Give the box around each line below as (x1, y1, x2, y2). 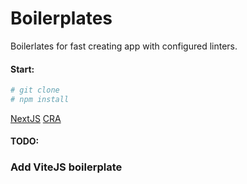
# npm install (10, 95, 70, 105)
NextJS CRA (10, 112, 62, 124)
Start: (10, 63, 35, 75)
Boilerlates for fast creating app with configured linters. (10, 40, 238, 52)
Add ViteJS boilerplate (10, 160, 123, 174)
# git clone (10, 85, 60, 96)
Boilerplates (10, 7, 113, 30)
